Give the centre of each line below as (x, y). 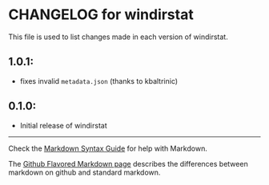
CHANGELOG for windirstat (101, 15)
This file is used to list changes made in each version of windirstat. (118, 37)
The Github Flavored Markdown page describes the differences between (128, 163)
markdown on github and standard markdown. (84, 172)
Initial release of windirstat (63, 125)
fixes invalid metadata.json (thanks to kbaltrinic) (99, 81)
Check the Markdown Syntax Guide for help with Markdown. (108, 148)
